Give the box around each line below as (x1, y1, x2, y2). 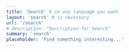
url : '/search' (6, 20, 44, 26)
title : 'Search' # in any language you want (6, 8, 119, 15)
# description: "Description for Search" (6, 25, 111, 32)
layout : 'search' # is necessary (6, 14, 90, 20)
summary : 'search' (6, 31, 52, 37)
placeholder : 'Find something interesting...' (6, 36, 124, 42)
